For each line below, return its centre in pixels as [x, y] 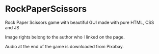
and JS [12, 27]
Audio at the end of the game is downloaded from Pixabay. [65, 46]
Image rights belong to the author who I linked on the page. [65, 37]
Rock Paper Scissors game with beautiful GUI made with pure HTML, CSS [80, 22]
